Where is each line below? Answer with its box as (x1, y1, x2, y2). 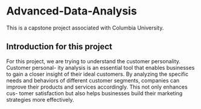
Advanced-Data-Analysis (6, 4, 137, 18)
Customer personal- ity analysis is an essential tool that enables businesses (6, 64, 195, 71)
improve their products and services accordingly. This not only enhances (6, 83, 188, 90)
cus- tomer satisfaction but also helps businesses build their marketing (6, 89, 183, 97)
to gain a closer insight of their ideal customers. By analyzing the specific (6, 70, 189, 78)
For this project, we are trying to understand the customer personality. (6, 57, 181, 64)
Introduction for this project (6, 42, 113, 52)
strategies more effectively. (6, 96, 74, 103)
